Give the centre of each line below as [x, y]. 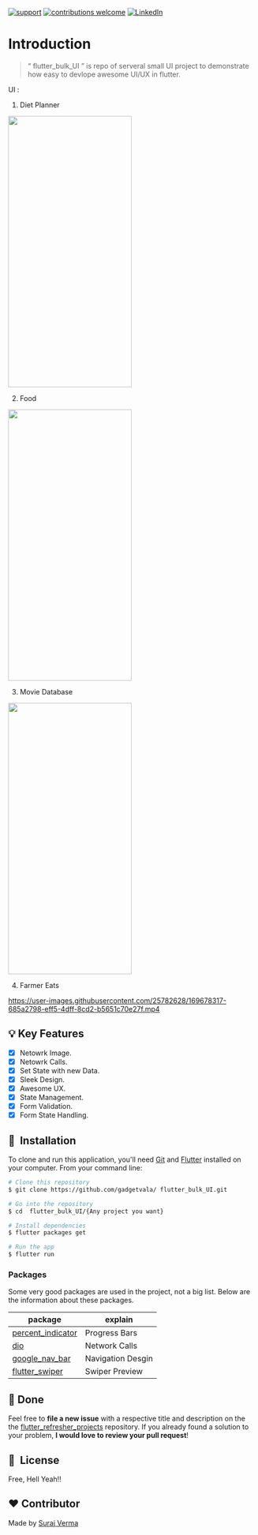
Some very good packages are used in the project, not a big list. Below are [129, 1292]
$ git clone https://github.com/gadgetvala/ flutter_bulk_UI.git [118, 1189]
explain [119, 1320]
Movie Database [46, 691]
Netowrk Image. [46, 1053]
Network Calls [111, 1346]
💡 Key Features [46, 1034]
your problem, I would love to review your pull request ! [99, 1436]
